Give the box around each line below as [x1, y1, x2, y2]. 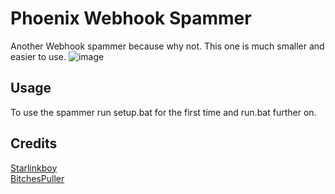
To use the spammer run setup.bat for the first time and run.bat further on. [10, 106, 317, 118]
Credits [10, 135, 58, 152]
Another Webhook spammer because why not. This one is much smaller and [10, 40, 325, 52]
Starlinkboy [10, 162, 58, 174]
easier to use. [10, 50, 67, 62]
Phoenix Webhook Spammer [10, 7, 252, 30]
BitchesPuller [10, 172, 65, 184]
